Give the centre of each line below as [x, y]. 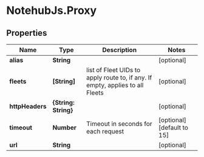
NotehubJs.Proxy [52, 11]
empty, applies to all [115, 85]
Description [120, 50]
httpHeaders [28, 106]
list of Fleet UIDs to [113, 70]
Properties [27, 33]
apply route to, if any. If [119, 78]
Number [65, 128]
